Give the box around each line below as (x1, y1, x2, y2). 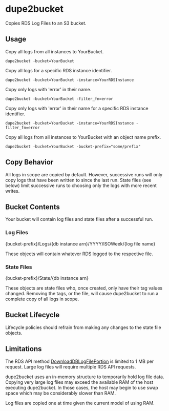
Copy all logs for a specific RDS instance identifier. (5, 67, 112, 73)
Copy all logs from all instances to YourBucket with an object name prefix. (5, 134, 161, 140)
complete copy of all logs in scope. (5, 296, 79, 302)
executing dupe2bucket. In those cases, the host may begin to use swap (5, 384, 159, 391)
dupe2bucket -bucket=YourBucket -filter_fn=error (5, 96, 114, 101)
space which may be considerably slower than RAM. (5, 390, 116, 396)
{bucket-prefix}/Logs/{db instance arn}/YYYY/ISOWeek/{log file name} (5, 240, 156, 246)
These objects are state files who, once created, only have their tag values (5, 285, 163, 291)
